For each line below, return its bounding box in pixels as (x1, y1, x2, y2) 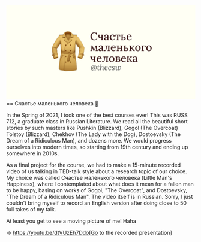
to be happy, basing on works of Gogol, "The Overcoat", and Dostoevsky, (6, 187, 188, 193)
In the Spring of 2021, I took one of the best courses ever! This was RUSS (6, 111, 188, 119)
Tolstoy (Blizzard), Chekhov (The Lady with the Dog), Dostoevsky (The (6, 131, 181, 138)
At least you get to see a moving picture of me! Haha (6, 217, 136, 225)
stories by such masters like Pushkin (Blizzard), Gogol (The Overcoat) (6, 125, 178, 131)
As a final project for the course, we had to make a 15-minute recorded (6, 161, 181, 168)
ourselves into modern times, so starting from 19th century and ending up (6, 143, 188, 150)
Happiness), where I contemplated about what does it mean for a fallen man (6, 180, 194, 187)
